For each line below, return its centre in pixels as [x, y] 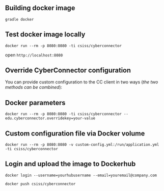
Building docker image [40, 8]
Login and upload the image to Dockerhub [70, 164]
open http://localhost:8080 [34, 55]
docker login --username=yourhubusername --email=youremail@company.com [81, 175]
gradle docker [20, 19]
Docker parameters [35, 103]
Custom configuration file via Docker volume [75, 133]
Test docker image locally [45, 35]
